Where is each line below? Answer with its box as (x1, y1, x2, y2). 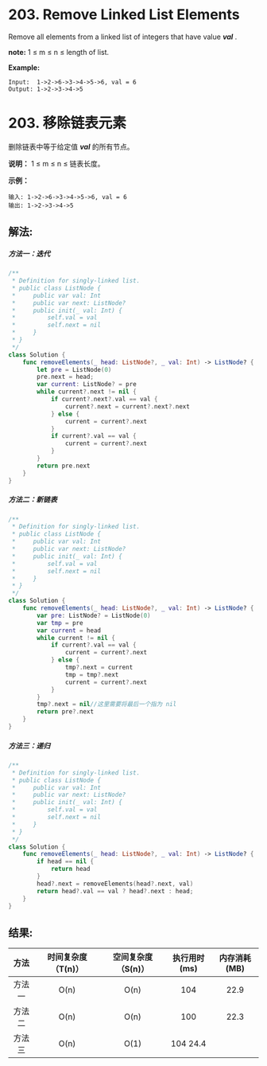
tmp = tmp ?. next (64, 670, 119, 678)
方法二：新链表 (8, 495, 57, 505)
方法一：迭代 (8, 248, 50, 258)
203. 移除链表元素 (8, 114, 127, 132)
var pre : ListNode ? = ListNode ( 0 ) (37, 611, 151, 619)
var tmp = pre (37, 619, 83, 627)
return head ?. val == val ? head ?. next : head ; (37, 887, 194, 895)
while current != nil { (37, 634, 115, 642)
